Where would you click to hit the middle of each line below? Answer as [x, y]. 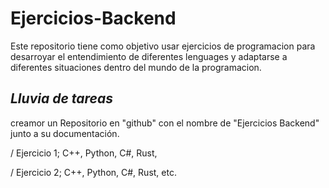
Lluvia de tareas [61, 98]
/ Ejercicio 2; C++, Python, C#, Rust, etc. [93, 172]
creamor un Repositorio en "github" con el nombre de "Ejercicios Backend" [165, 123]
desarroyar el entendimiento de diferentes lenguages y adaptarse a [149, 56]
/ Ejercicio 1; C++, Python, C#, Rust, [84, 153]
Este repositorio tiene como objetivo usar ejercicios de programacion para [163, 46]
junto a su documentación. [65, 133]
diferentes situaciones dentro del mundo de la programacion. [136, 67]
